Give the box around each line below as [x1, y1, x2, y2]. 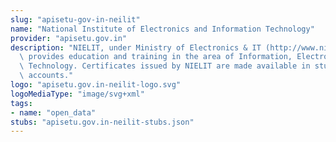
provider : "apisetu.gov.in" [10, 33, 128, 43]
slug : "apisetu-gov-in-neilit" [10, 14, 141, 25]
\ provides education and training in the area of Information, [19, 52, 293, 62]
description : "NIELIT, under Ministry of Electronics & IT [10, 42, 262, 53]
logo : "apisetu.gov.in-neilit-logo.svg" [10, 80, 182, 90]
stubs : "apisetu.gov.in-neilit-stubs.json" [10, 117, 195, 127]
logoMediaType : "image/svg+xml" [10, 89, 145, 99]
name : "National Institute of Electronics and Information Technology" [10, 24, 315, 34]
